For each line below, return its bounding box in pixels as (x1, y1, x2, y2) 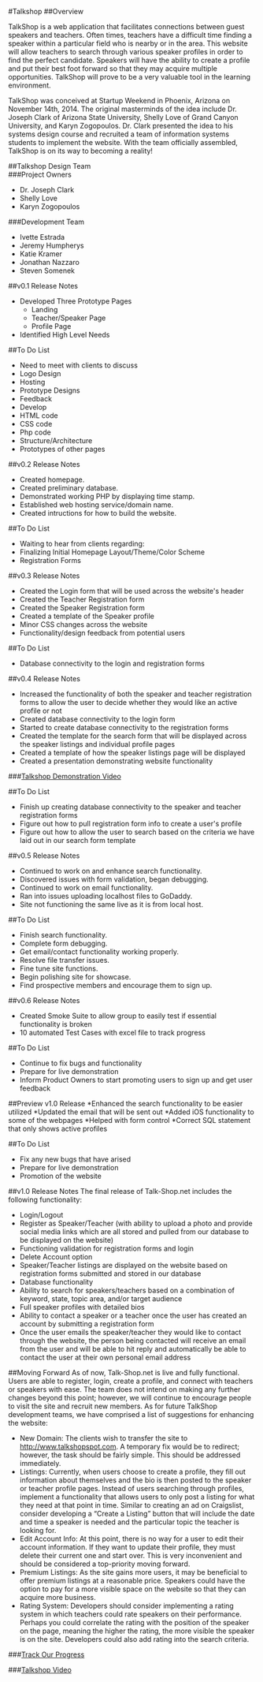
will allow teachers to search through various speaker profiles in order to (8, 47, 243, 56)
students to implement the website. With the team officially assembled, (8, 138, 239, 147)
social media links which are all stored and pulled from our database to (19, 1227, 250, 1236)
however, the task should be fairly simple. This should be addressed (19, 1450, 241, 1460)
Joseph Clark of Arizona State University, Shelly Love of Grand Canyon (8, 113, 239, 121)
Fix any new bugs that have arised (19, 1154, 131, 1164)
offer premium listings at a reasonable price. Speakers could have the (19, 1576, 246, 1585)
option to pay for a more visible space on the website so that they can (19, 1584, 246, 1594)
